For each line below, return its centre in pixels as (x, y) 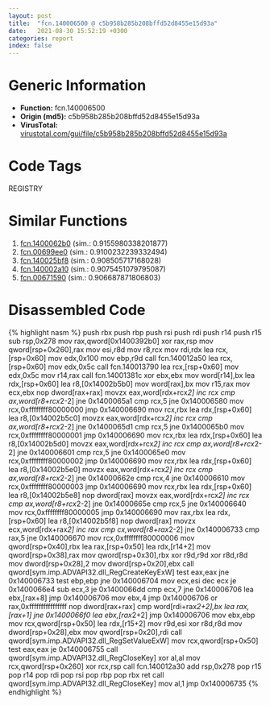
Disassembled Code (77, 310)
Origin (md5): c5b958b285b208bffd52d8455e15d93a (110, 117)
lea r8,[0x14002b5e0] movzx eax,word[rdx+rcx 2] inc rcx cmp (111, 469)
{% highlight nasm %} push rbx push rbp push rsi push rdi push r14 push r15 (135, 332)
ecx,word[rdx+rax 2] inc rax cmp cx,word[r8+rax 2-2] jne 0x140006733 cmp (134, 529)
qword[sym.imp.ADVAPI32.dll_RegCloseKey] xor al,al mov (104, 657)
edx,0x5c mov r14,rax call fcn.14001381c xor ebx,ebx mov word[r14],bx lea (132, 375)
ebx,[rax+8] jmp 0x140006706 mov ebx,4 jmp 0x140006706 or (113, 598)
